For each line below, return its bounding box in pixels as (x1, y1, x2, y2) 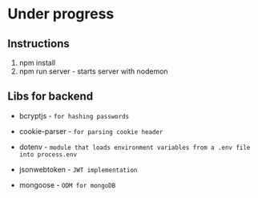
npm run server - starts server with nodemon (18, 67, 169, 76)
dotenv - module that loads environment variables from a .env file (18, 142, 251, 152)
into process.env (18, 150, 78, 159)
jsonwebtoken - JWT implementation (18, 164, 138, 174)
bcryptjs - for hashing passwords (18, 111, 130, 120)
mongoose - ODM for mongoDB (18, 180, 116, 189)
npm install (18, 58, 56, 67)
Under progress (7, 5, 115, 23)
